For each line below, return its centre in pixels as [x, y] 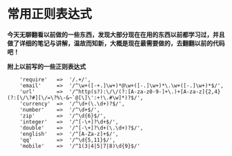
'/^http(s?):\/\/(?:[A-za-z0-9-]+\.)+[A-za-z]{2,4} [145, 91]
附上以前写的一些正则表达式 [47, 66]
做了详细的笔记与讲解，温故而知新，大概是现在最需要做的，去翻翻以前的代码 [116, 43]
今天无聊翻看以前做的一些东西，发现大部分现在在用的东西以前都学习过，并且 [116, 35]
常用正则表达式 [50, 14]
